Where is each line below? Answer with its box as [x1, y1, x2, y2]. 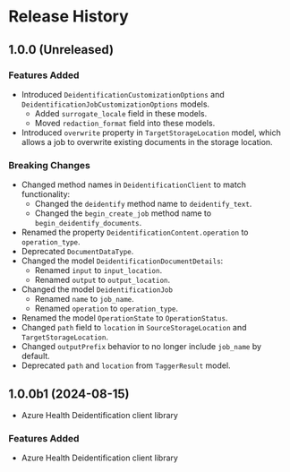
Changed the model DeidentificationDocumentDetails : [21, 255, 224, 266]
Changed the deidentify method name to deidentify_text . [34, 199, 252, 210]
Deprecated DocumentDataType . [21, 246, 134, 257]
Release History [8, 6, 129, 27]
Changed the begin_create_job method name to [34, 208, 212, 219]
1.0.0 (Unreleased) [8, 42, 114, 57]
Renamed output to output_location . [34, 275, 171, 286]
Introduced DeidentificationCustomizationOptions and [21, 89, 225, 99]
